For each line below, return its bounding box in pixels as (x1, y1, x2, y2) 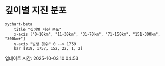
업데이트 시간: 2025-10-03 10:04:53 (5, 55, 79, 61)
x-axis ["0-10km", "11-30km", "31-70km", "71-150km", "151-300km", (14, 31, 160, 37)
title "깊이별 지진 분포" (14, 27, 62, 32)
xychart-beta (5, 21, 33, 27)
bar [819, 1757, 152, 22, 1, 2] (14, 46, 83, 51)
